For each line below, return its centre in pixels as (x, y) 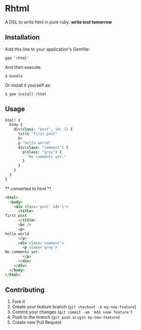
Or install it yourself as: (28, 85)
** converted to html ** (28, 188)
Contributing (25, 290)
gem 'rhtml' (17, 58)
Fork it (18, 302)
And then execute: (23, 67)
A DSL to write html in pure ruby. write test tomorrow (59, 22)
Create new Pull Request (37, 322)
